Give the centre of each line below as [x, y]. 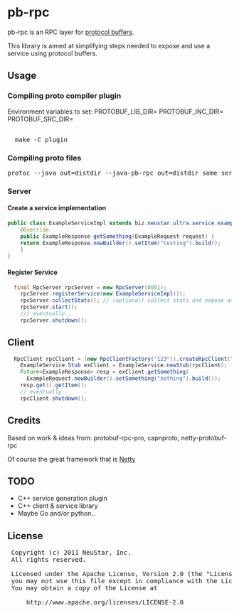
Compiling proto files [44, 158]
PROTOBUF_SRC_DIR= [40, 119]
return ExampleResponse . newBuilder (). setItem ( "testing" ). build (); [121, 243]
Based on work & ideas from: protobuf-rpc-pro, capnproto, [94, 438]
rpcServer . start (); [49, 307]
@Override [35, 229]
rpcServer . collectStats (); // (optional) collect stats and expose [122, 300]
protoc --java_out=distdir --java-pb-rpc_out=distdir [103, 173]
